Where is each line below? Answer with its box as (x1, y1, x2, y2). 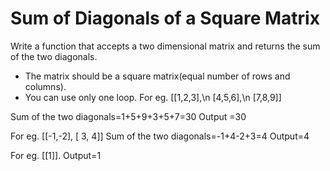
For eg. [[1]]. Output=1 (10, 149, 102, 161)
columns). (24, 80, 67, 92)
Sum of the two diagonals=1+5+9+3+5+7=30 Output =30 (10, 110, 247, 122)
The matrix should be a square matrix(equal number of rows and (24, 70, 291, 82)
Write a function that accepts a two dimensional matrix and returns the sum (10, 40, 321, 52)
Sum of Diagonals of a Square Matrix (10, 7, 320, 30)
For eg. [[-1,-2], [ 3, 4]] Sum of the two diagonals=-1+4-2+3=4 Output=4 (10, 130, 310, 142)
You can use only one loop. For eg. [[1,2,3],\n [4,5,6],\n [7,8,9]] (24, 91, 282, 103)
